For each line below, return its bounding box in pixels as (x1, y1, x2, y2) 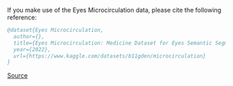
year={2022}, (13, 46, 51, 53)
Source (7, 71, 28, 80)
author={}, (13, 33, 45, 40)
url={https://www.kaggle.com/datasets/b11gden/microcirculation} (13, 52, 207, 60)
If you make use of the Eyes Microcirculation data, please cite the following (7, 6, 222, 14)
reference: (7, 13, 37, 21)
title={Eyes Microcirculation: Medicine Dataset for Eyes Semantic (13, 40, 213, 46)
